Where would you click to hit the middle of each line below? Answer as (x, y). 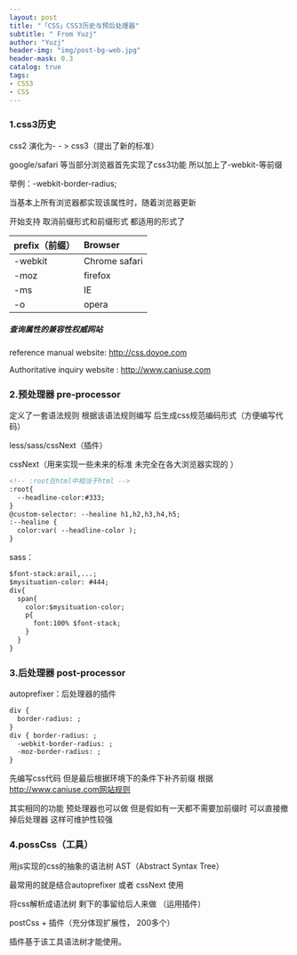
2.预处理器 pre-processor (65, 394)
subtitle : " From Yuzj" (53, 34)
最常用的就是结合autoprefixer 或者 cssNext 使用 (96, 885)
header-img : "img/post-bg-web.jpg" (75, 51)
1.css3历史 (32, 124)
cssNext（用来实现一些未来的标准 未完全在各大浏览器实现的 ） (124, 464)
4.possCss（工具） (51, 845)
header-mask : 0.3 (41, 59)
